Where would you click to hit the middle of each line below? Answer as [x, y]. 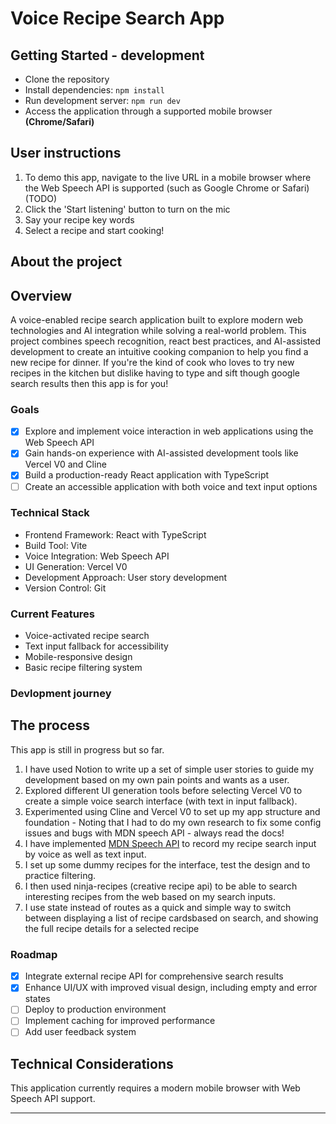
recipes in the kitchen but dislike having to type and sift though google [155, 373]
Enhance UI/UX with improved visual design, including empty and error [171, 988]
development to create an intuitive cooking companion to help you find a [159, 352]
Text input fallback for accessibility [96, 646]
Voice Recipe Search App [117, 18]
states [37, 999]
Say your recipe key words [79, 219]
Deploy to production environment [95, 1009]
